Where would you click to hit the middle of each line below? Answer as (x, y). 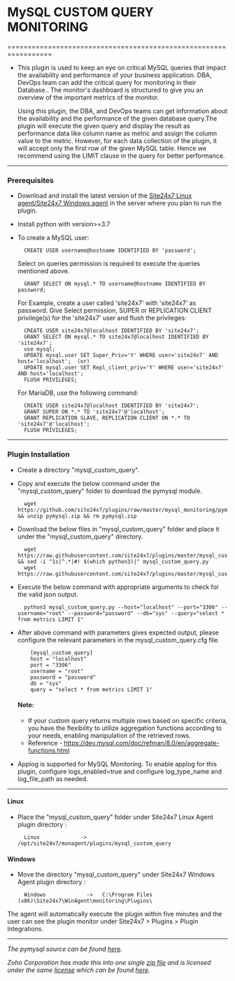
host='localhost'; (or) (54, 362)
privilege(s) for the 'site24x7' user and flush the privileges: (102, 318)
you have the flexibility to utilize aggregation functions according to (125, 728)
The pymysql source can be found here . (65, 949)
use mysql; (40, 349)
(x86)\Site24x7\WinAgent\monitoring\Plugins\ (85, 901)
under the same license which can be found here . (79, 970)
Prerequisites (30, 180)
